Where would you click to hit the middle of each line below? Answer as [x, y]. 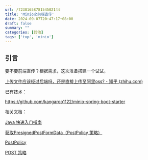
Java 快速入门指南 [24, 122]
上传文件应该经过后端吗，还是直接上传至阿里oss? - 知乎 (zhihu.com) [74, 81]
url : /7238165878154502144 [33, 10]
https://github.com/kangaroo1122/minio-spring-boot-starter [65, 102]
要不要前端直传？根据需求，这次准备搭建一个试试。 [57, 71]
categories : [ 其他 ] [24, 32]
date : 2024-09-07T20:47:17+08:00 [39, 19]
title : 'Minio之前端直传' [30, 14]
